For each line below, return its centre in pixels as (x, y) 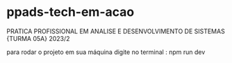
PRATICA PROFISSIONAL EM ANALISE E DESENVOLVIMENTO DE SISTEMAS (116, 31)
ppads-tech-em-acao (71, 12)
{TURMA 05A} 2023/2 (38, 38)
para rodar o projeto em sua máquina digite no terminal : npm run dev (106, 52)
